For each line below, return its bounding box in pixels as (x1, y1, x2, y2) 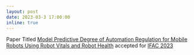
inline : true (6, 20, 39, 25)
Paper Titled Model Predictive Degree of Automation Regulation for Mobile (6, 36, 188, 43)
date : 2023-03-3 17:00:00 (6, 14, 70, 20)
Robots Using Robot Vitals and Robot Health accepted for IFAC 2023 (6, 42, 173, 49)
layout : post (6, 8, 39, 15)
